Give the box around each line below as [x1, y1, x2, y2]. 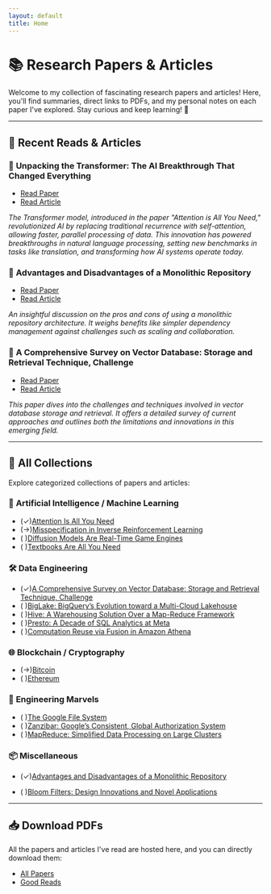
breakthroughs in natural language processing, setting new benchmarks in [8, 239, 258, 249]
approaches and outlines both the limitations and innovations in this [8, 416, 235, 426]
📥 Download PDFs [8, 819, 103, 833]
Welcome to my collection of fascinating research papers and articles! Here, [8, 88, 261, 98]
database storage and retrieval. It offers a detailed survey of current [8, 408, 236, 418]
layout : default [8, 11, 63, 20]
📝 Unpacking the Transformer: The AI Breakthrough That [8, 160, 236, 171]
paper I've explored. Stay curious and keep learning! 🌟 [8, 105, 190, 115]
